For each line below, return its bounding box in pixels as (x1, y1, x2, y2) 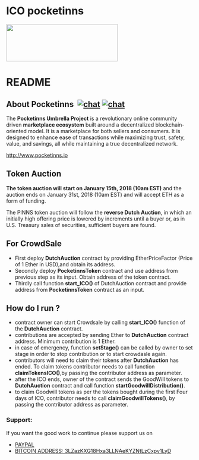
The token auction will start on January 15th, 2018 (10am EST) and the (6, 184, 182, 191)
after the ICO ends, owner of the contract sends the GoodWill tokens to (14, 376, 189, 383)
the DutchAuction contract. (14, 325, 83, 332)
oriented (6, 127, 27, 134)
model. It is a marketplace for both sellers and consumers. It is (27, 127, 181, 134)
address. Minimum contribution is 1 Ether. (14, 338, 116, 345)
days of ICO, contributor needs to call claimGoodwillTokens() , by (14, 395, 175, 402)
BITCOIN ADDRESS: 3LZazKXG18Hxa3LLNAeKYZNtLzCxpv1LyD (14, 447, 172, 454)
